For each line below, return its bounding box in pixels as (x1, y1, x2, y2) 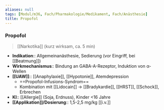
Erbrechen (19, 89, 41, 95)
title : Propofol (5, 16, 38, 21)
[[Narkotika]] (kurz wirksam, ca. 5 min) (17, 43, 95, 49)
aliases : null (5, 7, 34, 12)
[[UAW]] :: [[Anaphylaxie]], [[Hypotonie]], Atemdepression (12, 73, 129, 79)
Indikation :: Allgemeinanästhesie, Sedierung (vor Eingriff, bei (12, 53, 136, 58)
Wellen (12, 68, 26, 74)
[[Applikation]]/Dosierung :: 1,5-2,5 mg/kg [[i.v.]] (12, 99, 111, 105)
